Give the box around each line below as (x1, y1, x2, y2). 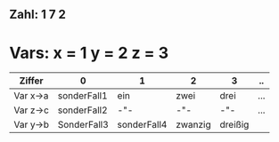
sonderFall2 (57, 104, 109, 116)
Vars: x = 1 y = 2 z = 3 (9, 43, 169, 63)
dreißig (219, 119, 250, 131)
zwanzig (175, 119, 211, 131)
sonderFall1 (57, 90, 109, 102)
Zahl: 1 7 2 (9, 7, 67, 22)
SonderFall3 (57, 119, 109, 131)
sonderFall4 (117, 119, 168, 131)
